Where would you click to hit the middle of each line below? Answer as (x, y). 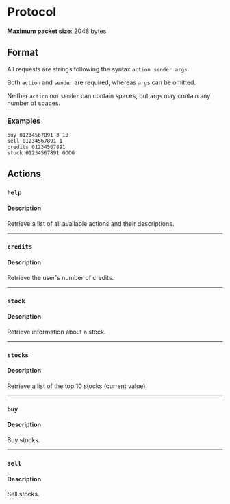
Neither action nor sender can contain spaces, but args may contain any (109, 95)
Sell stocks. (23, 494)
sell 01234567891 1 (35, 141)
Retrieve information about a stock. (56, 332)
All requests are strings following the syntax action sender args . (98, 69)
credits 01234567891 (37, 147)
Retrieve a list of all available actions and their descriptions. (91, 223)
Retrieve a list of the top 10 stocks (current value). (77, 386)
